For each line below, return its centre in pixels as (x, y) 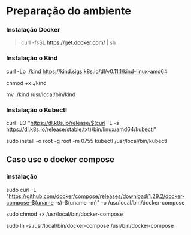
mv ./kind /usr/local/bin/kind (41, 94)
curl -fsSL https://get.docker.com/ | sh (68, 42)
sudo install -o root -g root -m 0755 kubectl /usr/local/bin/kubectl (87, 141)
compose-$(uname (30, 202)
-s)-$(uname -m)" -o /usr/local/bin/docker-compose (120, 202)
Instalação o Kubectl (37, 110)
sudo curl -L (22, 190)
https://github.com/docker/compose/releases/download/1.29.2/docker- (97, 196)
